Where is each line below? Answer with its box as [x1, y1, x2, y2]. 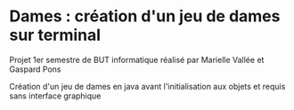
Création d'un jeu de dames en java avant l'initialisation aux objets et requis [9, 81, 286, 91]
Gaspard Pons [9, 64, 61, 75]
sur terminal [9, 25, 101, 45]
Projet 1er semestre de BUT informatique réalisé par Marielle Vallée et [9, 54, 265, 65]
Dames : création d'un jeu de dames [9, 6, 281, 27]
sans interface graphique [9, 90, 102, 101]
